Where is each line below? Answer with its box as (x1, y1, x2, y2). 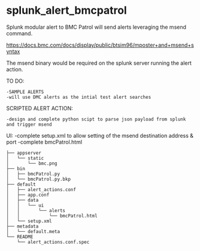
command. (6, 29, 33, 37)
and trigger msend (6, 121, 52, 128)
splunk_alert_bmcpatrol (6, 4, 127, 17)
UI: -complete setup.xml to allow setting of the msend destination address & (6, 132, 193, 139)
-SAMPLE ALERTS (6, 89, 44, 95)
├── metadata (6, 223, 39, 229)
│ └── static (6, 155, 44, 161)
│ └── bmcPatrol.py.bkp (6, 176, 71, 182)
